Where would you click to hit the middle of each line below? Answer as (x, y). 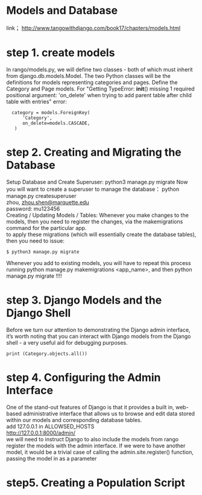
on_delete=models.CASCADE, (56, 123)
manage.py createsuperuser (41, 196)
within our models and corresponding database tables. (74, 420)
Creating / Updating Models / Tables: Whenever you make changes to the (97, 215)
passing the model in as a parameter (52, 458)
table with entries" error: (37, 101)
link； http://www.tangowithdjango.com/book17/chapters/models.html (93, 28)
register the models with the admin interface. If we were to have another (96, 445)
